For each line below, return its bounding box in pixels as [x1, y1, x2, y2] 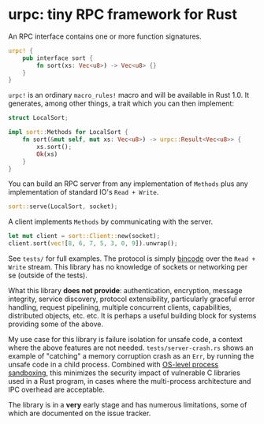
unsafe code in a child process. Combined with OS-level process [8, 360, 219, 370]
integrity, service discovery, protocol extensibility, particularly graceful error [8, 294, 255, 304]
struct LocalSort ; [8, 114, 69, 122]
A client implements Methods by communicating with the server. [8, 217, 214, 226]
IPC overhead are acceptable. [8, 385, 105, 395]
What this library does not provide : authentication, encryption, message [8, 286, 243, 296]
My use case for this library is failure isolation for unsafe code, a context [8, 335, 243, 344]
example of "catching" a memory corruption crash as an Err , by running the [8, 351, 255, 361]
